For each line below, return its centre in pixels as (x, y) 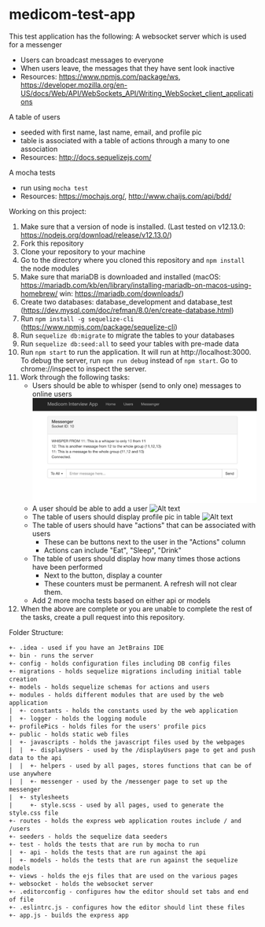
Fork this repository (52, 243)
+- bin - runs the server (51, 656)
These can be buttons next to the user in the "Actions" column (145, 542)
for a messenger (35, 44)
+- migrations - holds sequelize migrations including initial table (125, 672)
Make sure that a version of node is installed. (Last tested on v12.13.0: (133, 227)
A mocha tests (32, 172)
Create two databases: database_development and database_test (126, 301)
